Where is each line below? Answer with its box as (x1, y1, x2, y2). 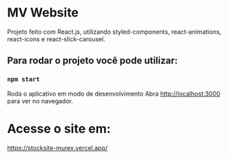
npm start (7, 76, 40, 83)
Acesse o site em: (7, 120, 112, 136)
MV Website (7, 5, 79, 21)
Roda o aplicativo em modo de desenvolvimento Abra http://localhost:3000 (7, 89, 220, 98)
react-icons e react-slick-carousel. (7, 34, 105, 43)
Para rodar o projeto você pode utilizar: (7, 55, 178, 67)
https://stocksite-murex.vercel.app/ (7, 143, 108, 152)
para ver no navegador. (7, 96, 74, 105)
